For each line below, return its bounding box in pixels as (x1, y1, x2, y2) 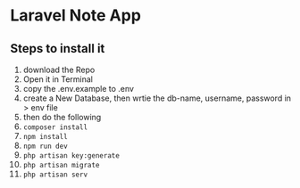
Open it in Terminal (22, 74, 93, 85)
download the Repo (22, 64, 96, 75)
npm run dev (22, 142, 68, 151)
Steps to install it (10, 41, 105, 56)
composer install (22, 123, 88, 132)
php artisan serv (22, 170, 88, 179)
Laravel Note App (10, 5, 142, 26)
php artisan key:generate (22, 151, 120, 160)
